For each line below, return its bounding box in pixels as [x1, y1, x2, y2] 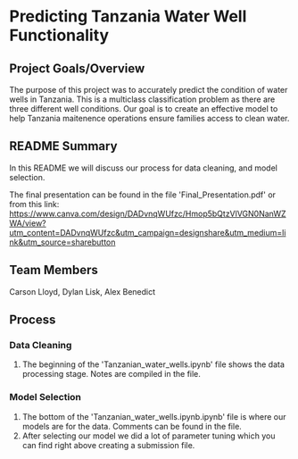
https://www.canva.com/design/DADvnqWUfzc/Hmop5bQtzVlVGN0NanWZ [9, 208, 286, 219]
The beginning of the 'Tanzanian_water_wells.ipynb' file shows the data [21, 359, 286, 370]
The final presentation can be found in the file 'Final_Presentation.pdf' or [9, 189, 277, 200]
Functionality [9, 25, 110, 46]
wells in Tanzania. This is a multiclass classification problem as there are [9, 94, 276, 104]
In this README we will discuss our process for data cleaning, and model [9, 163, 278, 173]
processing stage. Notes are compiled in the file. [21, 369, 201, 380]
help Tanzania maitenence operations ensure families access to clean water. [9, 113, 290, 123]
